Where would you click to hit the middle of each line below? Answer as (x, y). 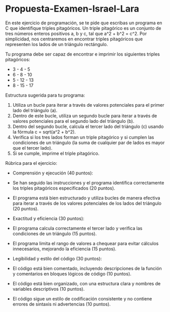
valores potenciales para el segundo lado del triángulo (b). (73, 121)
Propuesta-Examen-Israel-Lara (72, 9)
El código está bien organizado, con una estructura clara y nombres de (87, 283)
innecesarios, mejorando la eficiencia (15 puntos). (64, 249)
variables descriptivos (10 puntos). (49, 289)
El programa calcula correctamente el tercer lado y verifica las (77, 228)
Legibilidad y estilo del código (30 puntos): (57, 258)
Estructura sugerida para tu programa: (45, 95)
